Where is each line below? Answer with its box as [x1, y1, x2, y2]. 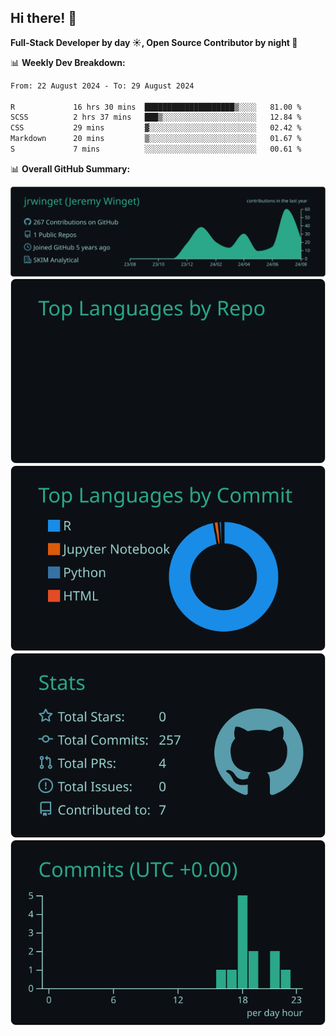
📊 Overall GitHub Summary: [10, 162, 131, 175]
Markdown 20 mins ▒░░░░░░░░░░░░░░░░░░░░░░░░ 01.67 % [10, 134, 302, 144]
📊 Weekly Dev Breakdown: [10, 56, 126, 68]
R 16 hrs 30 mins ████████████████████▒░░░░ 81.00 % [10, 102, 302, 112]
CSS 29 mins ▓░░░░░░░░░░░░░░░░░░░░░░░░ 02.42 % [10, 123, 302, 133]
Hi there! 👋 [10, 10, 78, 27]
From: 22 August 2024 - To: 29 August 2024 [10, 81, 195, 91]
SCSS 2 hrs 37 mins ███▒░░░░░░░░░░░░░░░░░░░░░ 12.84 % [10, 112, 302, 123]
